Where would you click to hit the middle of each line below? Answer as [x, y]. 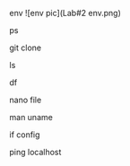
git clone [26, 48]
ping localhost [35, 152]
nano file [26, 100]
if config [25, 135]
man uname [31, 117]
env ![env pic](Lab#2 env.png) [65, 13]
